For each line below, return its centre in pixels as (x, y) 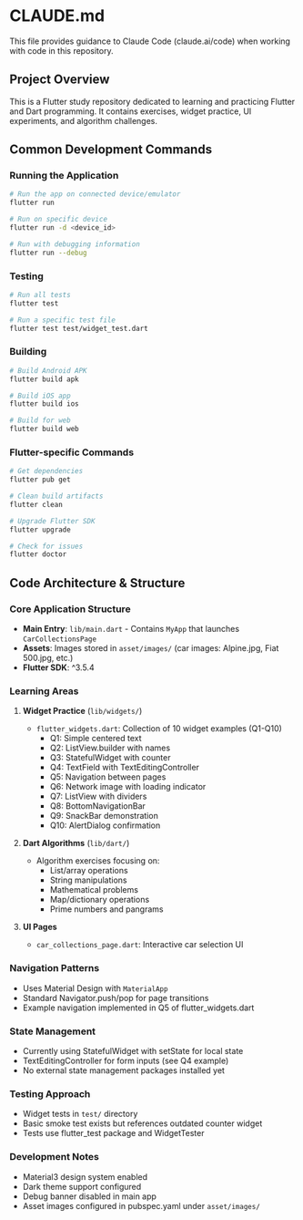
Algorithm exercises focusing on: (98, 861)
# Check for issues (46, 546)
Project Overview (60, 80)
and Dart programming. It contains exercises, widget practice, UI (131, 111)
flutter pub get (40, 480)
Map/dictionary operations (100, 900)
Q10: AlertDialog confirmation (105, 825)
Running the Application (64, 176)
